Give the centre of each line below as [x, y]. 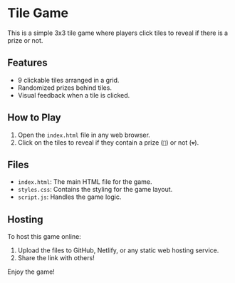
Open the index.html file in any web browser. [84, 135]
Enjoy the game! [31, 272]
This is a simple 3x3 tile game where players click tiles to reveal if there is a [118, 33]
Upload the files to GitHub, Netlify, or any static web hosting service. [118, 250]
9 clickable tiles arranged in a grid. [68, 80]
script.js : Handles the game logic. [69, 197]
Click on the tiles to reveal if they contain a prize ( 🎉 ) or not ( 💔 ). [108, 142]
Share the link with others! [56, 258]
